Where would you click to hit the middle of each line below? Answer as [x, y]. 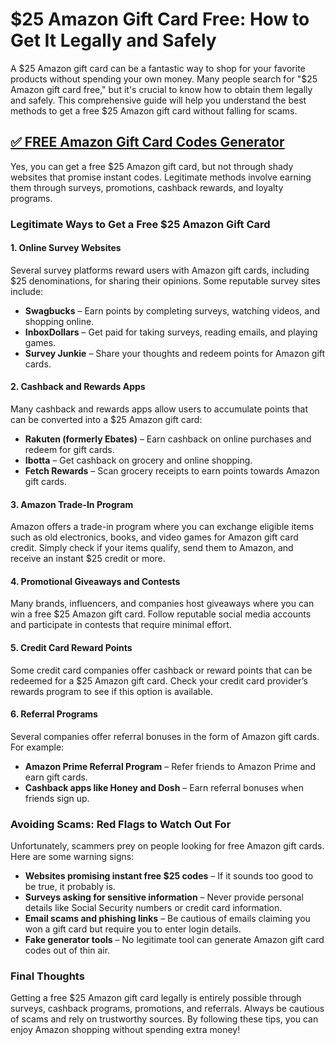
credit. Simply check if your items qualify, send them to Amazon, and [152, 548]
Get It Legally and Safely [113, 40]
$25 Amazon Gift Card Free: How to [160, 19]
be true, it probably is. [70, 887]
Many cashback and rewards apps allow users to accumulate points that [159, 409]
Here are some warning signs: [72, 857]
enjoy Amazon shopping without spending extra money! [125, 1030]
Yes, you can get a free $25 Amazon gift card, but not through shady [152, 166]
